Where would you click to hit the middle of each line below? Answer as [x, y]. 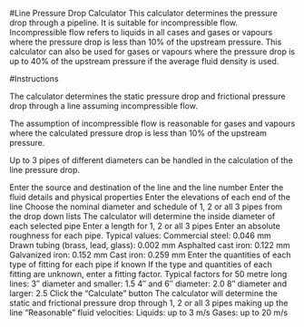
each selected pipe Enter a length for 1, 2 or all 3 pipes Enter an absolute [145, 226]
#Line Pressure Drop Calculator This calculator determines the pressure [144, 13]
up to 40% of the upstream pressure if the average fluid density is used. [144, 61]
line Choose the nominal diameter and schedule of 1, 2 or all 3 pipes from [146, 207]
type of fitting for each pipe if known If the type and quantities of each [141, 264]
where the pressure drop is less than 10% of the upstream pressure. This [146, 42]
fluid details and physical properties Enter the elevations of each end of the [150, 197]
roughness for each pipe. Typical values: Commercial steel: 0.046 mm [140, 236]
